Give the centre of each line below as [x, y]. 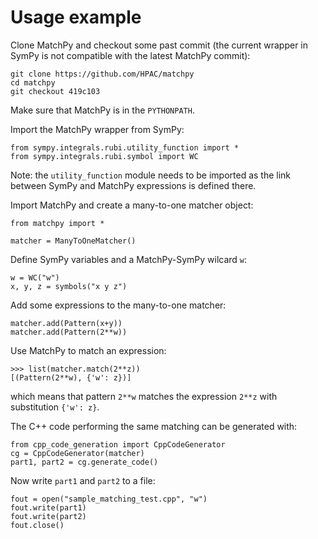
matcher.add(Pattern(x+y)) [66, 323]
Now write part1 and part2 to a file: [83, 480]
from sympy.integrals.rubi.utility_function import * [125, 147]
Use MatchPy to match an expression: [88, 350]
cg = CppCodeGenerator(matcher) [77, 453]
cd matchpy [33, 82]
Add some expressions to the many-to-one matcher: [118, 305]
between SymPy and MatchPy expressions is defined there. [133, 185]
